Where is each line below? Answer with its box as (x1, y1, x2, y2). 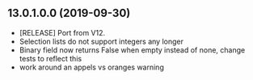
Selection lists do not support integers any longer (19, 36, 183, 46)
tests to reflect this (19, 53, 82, 63)
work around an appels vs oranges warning (19, 62, 165, 72)
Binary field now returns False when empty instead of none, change (19, 44, 246, 55)
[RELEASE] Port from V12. (19, 27, 106, 37)
